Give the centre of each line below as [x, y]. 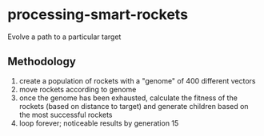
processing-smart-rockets [98, 15]
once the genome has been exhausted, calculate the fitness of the [128, 98]
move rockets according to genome [78, 89]
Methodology [42, 62]
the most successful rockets [66, 115]
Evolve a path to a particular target [64, 37]
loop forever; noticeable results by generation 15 [99, 123]
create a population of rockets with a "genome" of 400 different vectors [138, 80]
